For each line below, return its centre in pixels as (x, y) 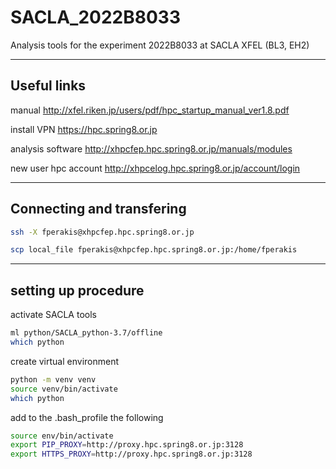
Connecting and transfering (98, 209)
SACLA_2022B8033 (95, 17)
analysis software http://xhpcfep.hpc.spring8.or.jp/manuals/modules (151, 148)
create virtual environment (65, 361)
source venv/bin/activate (64, 389)
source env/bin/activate (62, 436)
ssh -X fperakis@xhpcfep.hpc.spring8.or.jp (102, 232)
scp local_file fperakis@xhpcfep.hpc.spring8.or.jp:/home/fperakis (154, 250)
